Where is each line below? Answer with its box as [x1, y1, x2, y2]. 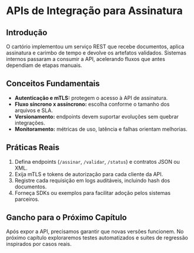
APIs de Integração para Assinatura [6, 4, 183, 18]
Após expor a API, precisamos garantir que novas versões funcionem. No [6, 228, 184, 235]
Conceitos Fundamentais [6, 79, 100, 89]
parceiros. [14, 195, 39, 203]
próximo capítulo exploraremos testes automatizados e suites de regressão [6, 234, 188, 241]
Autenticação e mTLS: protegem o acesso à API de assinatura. [14, 94, 168, 101]
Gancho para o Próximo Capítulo [6, 212, 128, 222]
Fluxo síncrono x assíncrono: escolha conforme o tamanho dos [14, 100, 170, 107]
